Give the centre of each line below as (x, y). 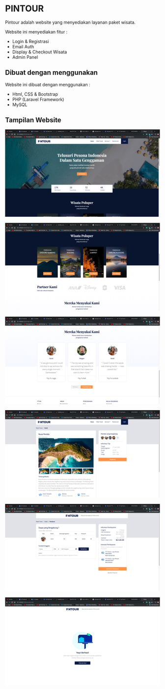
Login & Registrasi (30, 41)
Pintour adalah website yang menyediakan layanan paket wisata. (70, 22)
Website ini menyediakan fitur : (36, 32)
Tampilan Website (33, 120)
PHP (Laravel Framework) (38, 99)
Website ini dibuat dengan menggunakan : (48, 84)
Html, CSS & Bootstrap (35, 94)
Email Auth (23, 46)
